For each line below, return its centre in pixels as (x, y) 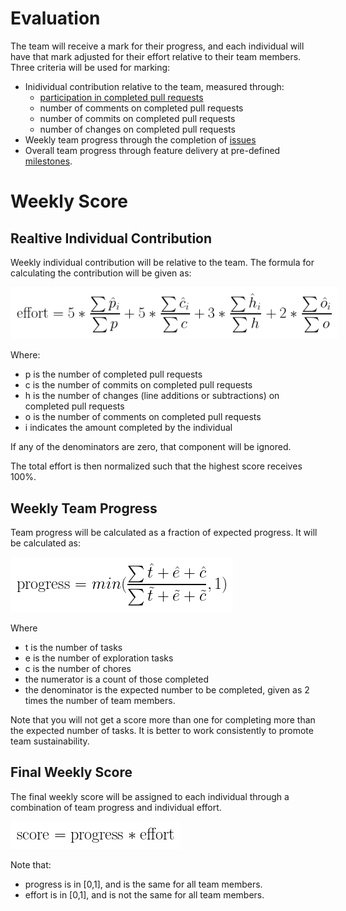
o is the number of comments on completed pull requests (143, 417)
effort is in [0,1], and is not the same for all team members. (144, 894)
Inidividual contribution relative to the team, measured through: (154, 86)
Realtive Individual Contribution (111, 238)
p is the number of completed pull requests (113, 374)
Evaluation (55, 18)
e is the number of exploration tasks (99, 658)
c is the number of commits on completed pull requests (138, 385)
